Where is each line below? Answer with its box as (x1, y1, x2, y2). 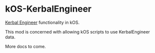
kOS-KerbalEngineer (5, 3, 92, 15)
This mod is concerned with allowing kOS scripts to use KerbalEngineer (5, 29, 150, 35)
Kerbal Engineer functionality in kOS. (5, 19, 80, 25)
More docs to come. (5, 43, 46, 49)
